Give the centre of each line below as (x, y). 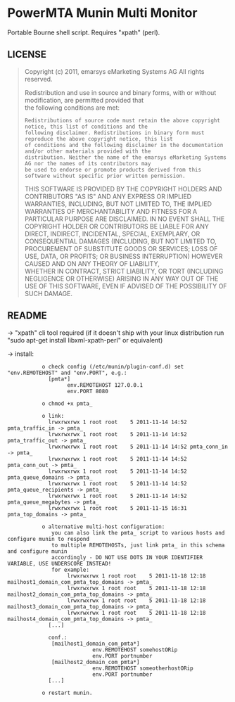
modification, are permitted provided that (84, 100)
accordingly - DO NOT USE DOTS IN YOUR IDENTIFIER (127, 557)
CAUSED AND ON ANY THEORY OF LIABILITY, (92, 263)
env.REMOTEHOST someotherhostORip (143, 668)
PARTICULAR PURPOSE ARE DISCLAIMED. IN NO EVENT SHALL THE (125, 219)
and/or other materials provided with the (88, 151)
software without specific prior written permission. (105, 176)
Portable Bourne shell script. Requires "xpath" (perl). (84, 32)
